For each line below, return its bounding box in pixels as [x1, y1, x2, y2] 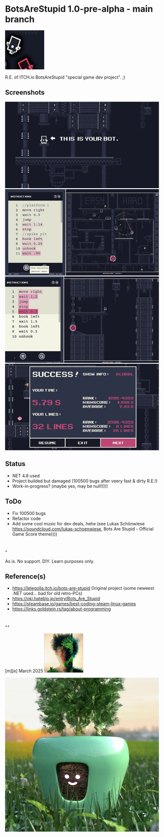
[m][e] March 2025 [5, 668, 43, 674]
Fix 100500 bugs [12, 510, 46, 516]
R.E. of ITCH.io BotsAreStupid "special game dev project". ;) [5, 74, 125, 80]
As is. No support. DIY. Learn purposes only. [5, 558, 95, 564]
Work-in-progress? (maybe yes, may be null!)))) [12, 483, 108, 489]
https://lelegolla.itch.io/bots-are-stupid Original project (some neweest [12, 585, 155, 591]
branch [5, 14, 35, 25]
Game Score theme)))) [12, 531, 58, 537]
